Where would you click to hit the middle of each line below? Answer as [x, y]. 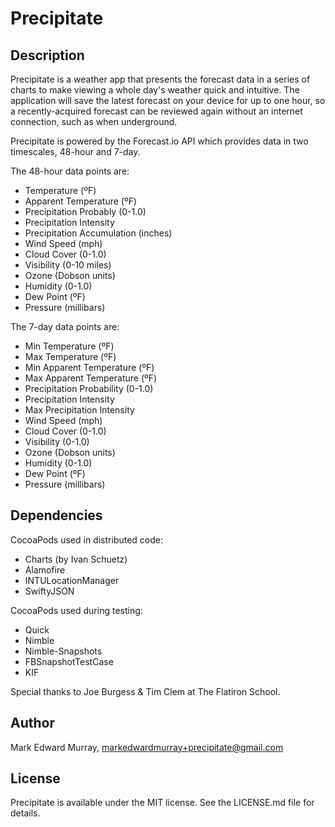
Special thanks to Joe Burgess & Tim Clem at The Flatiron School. [145, 691]
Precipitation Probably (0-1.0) [85, 211]
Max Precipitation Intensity [79, 410]
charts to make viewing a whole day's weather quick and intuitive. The [155, 90]
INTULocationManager [72, 580]
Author [32, 723]
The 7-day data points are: [65, 326]
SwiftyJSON [49, 591]
